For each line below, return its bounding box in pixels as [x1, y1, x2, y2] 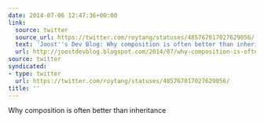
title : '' [8, 84, 41, 92]
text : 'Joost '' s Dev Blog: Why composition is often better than [15, 41, 234, 49]
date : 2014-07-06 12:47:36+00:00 [8, 11, 118, 20]
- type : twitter [8, 70, 61, 78]
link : [8, 19, 26, 27]
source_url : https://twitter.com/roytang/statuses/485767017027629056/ [15, 33, 255, 42]
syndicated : [8, 63, 47, 71]
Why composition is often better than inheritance [8, 106, 167, 115]
